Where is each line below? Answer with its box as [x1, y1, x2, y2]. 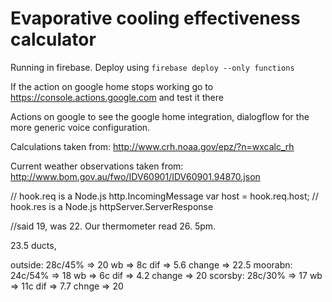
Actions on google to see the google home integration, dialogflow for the [10, 110, 310, 122]
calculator [10, 28, 97, 51]
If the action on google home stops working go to [10, 80, 214, 92]
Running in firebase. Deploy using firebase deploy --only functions [10, 61, 295, 73]
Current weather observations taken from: [10, 160, 184, 172]
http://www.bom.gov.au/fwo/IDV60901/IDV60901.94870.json [10, 170, 261, 182]
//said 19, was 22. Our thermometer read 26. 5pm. [10, 220, 217, 232]
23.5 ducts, [10, 239, 57, 251]
